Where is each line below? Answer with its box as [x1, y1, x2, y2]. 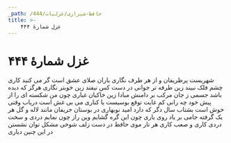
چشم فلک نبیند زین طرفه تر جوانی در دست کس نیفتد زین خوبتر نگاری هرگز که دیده [8, 83, 223, 92]
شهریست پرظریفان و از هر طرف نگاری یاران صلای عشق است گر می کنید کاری [8, 76, 214, 84]
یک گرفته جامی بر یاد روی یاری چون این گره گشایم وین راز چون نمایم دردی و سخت [8, 112, 223, 121]
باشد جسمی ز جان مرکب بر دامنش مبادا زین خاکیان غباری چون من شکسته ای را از [8, 91, 222, 99]
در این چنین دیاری [8, 128, 54, 136]
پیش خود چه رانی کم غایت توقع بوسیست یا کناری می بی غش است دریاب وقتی [8, 98, 212, 106]
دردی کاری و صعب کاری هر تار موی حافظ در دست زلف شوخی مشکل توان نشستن [8, 120, 222, 128]
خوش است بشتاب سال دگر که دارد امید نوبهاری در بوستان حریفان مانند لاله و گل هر [8, 106, 225, 114]
